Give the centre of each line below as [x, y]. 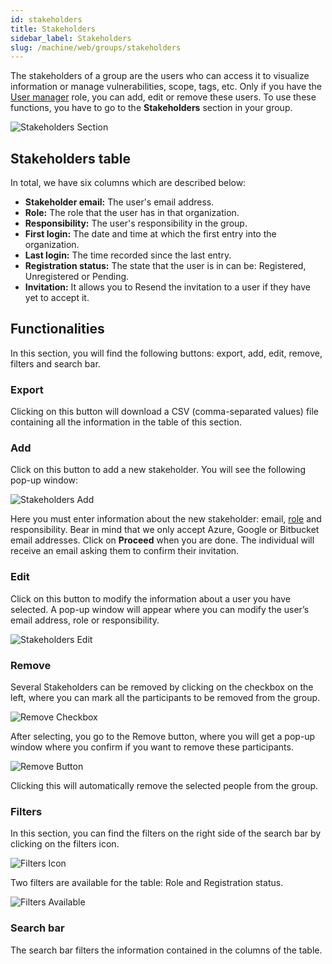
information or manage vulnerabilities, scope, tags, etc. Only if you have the [166, 87]
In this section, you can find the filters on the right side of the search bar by [166, 833]
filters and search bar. [55, 363]
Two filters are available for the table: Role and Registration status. [147, 883]
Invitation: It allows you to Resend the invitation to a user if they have [168, 287]
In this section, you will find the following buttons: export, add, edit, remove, [166, 353]
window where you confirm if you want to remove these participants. [152, 747]
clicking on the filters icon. [65, 844]
